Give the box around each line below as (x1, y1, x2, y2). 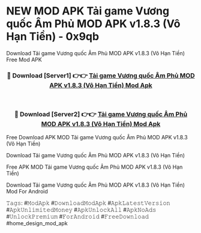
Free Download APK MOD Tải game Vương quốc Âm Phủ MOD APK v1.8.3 (6, 133, 188, 141)
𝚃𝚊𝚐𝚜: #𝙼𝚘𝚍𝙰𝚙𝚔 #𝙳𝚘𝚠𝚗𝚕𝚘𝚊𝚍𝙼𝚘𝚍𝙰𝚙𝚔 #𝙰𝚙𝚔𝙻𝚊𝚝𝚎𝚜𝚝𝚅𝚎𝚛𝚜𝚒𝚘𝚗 (6, 199, 171, 207)
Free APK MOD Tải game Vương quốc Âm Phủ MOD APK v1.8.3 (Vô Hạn (6, 163, 183, 171)
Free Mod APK (6, 56, 42, 63)
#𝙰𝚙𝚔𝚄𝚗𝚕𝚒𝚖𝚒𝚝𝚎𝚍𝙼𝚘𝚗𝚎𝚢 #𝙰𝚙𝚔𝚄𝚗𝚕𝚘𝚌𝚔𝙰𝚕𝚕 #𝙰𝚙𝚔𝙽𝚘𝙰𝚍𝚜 (6, 206, 157, 213)
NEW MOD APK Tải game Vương (6, 4, 170, 18)
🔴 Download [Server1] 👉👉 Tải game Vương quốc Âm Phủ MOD (7, 71, 195, 79)
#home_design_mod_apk (6, 219, 68, 226)
